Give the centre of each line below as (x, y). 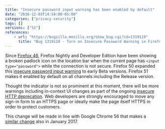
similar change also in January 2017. (42, 121)
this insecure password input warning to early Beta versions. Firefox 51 (77, 71)
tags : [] (14, 23)
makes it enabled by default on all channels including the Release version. (80, 76)
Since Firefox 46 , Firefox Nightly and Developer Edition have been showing (81, 55)
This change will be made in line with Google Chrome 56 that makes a (76, 116)
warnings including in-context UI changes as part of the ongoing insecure (80, 91)
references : (17, 32)
